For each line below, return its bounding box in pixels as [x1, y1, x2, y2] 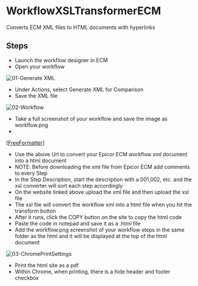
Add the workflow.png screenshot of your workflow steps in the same [14, 226, 185, 233]
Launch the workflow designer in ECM [14, 56, 108, 63]
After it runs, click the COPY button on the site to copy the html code [14, 213, 182, 220]
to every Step [14, 169, 48, 176]
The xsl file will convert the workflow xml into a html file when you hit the [14, 201, 192, 208]
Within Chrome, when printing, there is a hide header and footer [14, 268, 170, 275]
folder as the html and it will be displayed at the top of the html [14, 232, 167, 239]
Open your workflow [14, 63, 65, 70]
